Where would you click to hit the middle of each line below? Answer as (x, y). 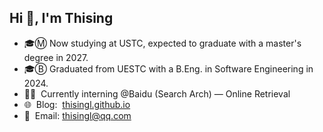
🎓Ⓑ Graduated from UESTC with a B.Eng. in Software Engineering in (168, 68)
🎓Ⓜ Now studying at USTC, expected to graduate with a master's (162, 43)
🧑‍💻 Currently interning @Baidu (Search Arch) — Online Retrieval (157, 93)
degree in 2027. (56, 57)
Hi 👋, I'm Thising (61, 18)
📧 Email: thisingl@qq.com (77, 115)
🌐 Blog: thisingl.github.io (77, 104)
